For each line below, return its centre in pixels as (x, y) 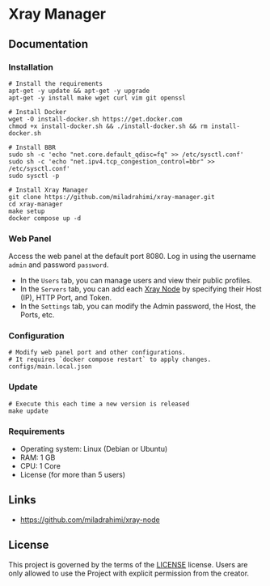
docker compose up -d (45, 218)
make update (28, 411)
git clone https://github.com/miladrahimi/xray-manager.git (112, 197)
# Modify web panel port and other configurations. (97, 353)
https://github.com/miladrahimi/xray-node (90, 520)
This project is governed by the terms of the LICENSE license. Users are (128, 564)
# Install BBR (32, 147)
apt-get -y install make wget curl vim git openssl (97, 98)
